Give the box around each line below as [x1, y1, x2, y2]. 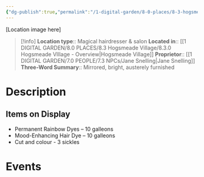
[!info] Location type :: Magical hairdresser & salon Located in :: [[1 [20, 37, 186, 45]
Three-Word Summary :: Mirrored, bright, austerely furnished [20, 63, 175, 71]
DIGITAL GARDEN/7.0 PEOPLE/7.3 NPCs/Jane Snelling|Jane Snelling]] [20, 57, 195, 64]
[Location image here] [5, 26, 62, 33]
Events [5, 159, 42, 173]
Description [5, 85, 66, 98]
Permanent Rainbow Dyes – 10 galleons [14, 125, 114, 132]
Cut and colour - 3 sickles [14, 138, 80, 145]
